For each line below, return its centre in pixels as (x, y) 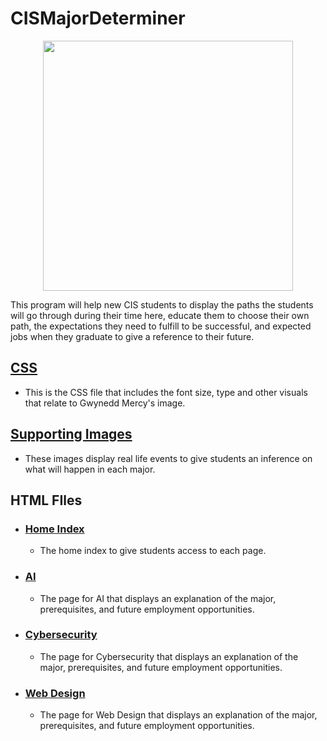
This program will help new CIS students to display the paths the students (162, 304)
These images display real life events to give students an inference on (168, 458)
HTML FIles (46, 500)
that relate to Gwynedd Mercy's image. (105, 403)
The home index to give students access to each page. (153, 551)
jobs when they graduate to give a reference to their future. (132, 336)
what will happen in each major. (90, 469)
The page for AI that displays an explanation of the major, (158, 598)
